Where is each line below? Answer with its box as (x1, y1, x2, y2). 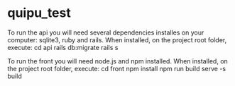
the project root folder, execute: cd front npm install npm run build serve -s (7, 64, 226, 73)
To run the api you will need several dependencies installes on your (7, 28, 204, 37)
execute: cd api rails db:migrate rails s (7, 43, 119, 51)
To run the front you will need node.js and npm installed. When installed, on (7, 56, 229, 65)
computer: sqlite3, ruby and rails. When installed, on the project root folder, (7, 35, 227, 44)
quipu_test (7, 5, 71, 21)
